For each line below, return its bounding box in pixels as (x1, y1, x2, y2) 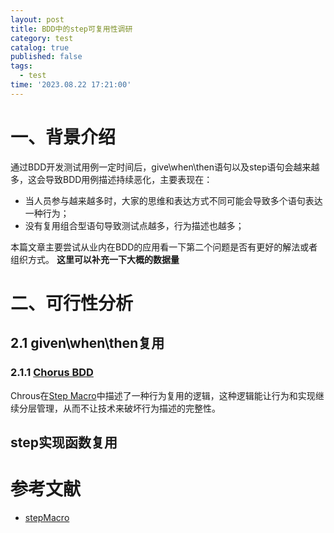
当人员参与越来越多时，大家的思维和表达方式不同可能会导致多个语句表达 (24, 194, 323, 206)
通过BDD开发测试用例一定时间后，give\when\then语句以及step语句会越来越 (10, 161, 320, 173)
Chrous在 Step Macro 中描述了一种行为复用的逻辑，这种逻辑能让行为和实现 (10, 389, 316, 401)
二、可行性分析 (10, 292, 134, 315)
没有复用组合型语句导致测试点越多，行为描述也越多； (24, 219, 245, 231)
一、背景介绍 (10, 126, 117, 148)
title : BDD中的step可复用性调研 (10, 24, 133, 34)
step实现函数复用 (10, 434, 118, 451)
